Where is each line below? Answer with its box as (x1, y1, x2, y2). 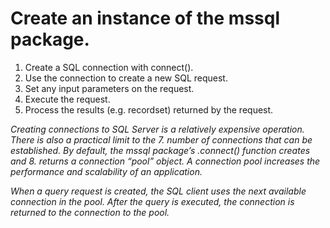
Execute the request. (24, 93, 111, 105)
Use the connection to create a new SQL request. (24, 72, 228, 84)
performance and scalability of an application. (10, 165, 203, 177)
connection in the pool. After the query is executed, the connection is (10, 195, 295, 207)
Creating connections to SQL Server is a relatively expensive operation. (10, 123, 305, 135)
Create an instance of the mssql (10, 7, 280, 30)
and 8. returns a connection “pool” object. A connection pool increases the (10, 155, 321, 167)
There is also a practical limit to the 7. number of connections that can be (10, 133, 313, 146)
